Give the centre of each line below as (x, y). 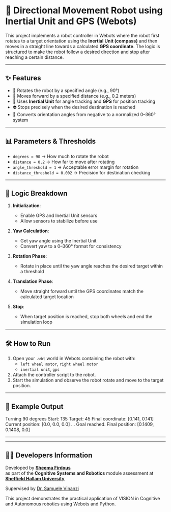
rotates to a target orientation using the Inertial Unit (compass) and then (81, 41)
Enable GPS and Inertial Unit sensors (59, 216)
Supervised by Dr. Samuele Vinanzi (42, 488)
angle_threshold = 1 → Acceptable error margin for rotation (76, 167)
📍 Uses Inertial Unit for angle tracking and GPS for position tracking (84, 101)
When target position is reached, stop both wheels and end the (86, 317)
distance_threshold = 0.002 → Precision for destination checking (81, 172)
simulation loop (36, 322)
